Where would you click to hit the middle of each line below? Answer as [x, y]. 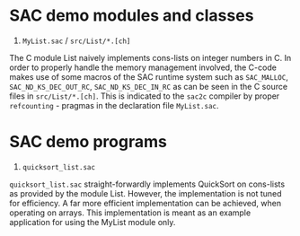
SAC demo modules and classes [132, 16]
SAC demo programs [88, 142]
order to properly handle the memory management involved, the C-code [143, 67]
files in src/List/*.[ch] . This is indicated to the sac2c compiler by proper [145, 96]
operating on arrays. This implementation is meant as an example [130, 213]
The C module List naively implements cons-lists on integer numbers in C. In [150, 57]
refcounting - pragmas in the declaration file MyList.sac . [114, 105]
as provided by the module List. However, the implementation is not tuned [146, 193]
